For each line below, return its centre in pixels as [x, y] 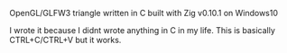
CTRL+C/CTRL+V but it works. [65, 40]
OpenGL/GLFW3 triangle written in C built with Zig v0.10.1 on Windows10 [143, 13]
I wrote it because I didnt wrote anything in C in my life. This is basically [142, 30]
